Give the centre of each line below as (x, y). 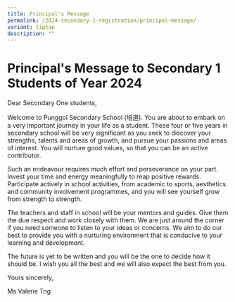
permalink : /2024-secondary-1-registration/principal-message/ (102, 20)
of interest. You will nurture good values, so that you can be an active (108, 148)
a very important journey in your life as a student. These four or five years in (118, 126)
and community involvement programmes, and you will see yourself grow (114, 192)
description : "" (31, 34)
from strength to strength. (45, 199)
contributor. (24, 155)
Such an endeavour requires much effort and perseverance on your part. (113, 169)
